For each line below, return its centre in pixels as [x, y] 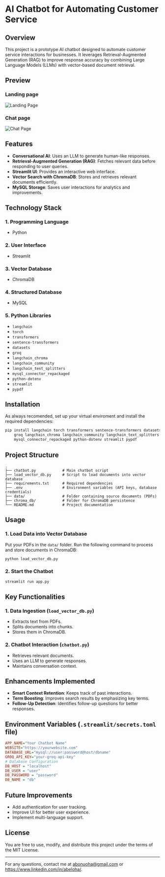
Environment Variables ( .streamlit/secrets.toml [81, 724]
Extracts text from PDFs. [37, 622]
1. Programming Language [37, 222]
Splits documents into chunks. [43, 627]
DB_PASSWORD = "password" [31, 775]
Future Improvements [39, 795]
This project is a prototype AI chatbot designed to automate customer [76, 49]
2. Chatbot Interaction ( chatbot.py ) [47, 645]
